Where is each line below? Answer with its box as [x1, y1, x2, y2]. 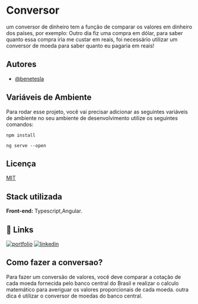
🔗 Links [6, 224, 34, 235]
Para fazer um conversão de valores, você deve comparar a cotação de [6, 273, 181, 280]
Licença [6, 159, 37, 169]
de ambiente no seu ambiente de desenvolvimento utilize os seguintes [6, 114, 178, 122]
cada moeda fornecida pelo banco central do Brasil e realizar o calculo [6, 280, 179, 287]
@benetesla [14, 75, 44, 82]
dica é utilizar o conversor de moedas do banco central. [6, 292, 143, 299]
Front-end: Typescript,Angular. [6, 207, 83, 214]
